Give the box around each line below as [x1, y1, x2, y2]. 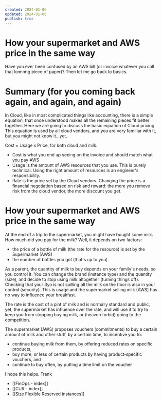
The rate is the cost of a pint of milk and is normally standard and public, [5, 302, 150, 307]
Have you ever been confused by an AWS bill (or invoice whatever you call [5, 64, 154, 70]
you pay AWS [12, 157, 39, 163]
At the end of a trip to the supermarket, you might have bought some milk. [5, 232, 153, 238]
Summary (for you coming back [5, 86, 135, 97]
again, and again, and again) [5, 96, 122, 107]
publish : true [5, 16, 34, 21]
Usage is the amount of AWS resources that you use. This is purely [12, 162, 146, 168]
